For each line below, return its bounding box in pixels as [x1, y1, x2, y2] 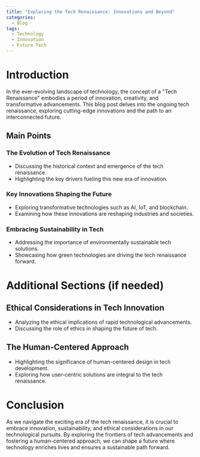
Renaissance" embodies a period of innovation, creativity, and [6, 94, 159, 101]
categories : [6, 14, 36, 20]
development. [14, 364, 49, 372]
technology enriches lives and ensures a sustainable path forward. [6, 443, 170, 450]
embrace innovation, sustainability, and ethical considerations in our [6, 424, 174, 432]
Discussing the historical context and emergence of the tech [14, 163, 164, 170]
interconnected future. [6, 113, 61, 121]
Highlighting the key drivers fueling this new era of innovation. [14, 175, 168, 182]
